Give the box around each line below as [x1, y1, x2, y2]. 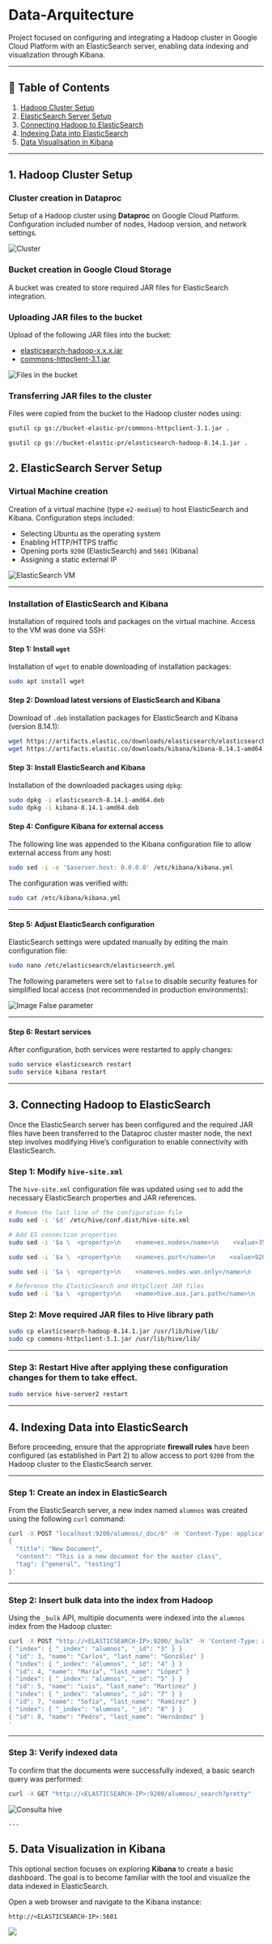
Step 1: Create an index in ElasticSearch [8, 1487, 168, 1498]
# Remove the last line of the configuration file [8, 1209, 183, 1217]
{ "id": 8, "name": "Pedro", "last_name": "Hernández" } [8, 1713, 205, 1721]
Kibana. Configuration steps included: [8, 513, 135, 523]
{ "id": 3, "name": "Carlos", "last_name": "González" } [8, 1652, 205, 1661]
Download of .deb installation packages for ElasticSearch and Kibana [8, 713, 239, 723]
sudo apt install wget [8, 678, 85, 686]
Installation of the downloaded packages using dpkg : [8, 781, 183, 791]
